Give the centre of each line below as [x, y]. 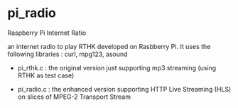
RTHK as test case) [46, 75]
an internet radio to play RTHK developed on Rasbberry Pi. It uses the [109, 46]
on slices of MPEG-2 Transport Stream [74, 97]
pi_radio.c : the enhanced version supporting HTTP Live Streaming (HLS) [124, 89]
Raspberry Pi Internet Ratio [47, 33]
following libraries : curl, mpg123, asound [67, 54]
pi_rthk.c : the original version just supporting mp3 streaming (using [117, 67]
